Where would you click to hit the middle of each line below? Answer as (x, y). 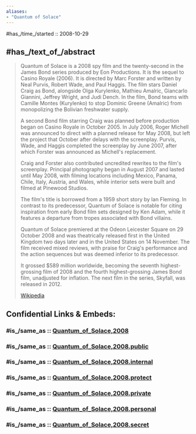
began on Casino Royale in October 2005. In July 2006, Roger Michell (104, 127)
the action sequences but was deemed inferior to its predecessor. (100, 254)
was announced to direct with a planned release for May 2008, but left (105, 133)
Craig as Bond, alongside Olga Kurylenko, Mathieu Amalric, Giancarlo (104, 91)
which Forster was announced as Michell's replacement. (88, 152)
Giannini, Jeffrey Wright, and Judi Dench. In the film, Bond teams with (104, 97)
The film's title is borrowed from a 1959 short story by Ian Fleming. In (104, 199)
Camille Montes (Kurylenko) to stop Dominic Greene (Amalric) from (101, 104)
